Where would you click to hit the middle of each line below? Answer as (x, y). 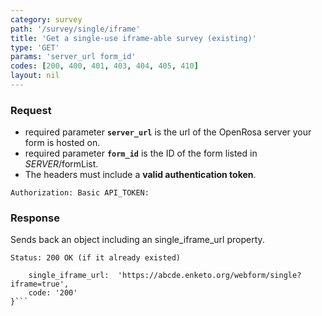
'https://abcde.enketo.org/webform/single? (209, 276)
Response (35, 218)
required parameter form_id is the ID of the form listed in (141, 153)
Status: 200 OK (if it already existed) (96, 258)
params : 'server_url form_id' (73, 57)
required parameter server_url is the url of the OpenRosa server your (168, 132)
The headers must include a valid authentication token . (140, 175)
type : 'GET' (35, 47)
